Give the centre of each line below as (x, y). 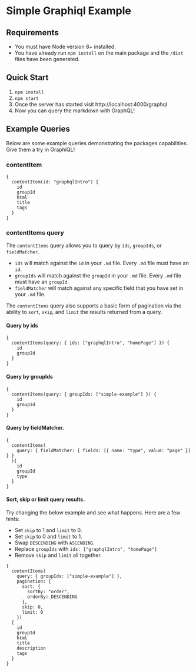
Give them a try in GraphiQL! (41, 149)
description (31, 648)
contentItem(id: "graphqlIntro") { (55, 182)
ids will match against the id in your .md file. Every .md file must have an (102, 263)
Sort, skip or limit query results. (46, 499)
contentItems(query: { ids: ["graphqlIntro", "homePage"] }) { (90, 343)
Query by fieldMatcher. (35, 428)
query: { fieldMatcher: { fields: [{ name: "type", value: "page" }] (104, 450)
